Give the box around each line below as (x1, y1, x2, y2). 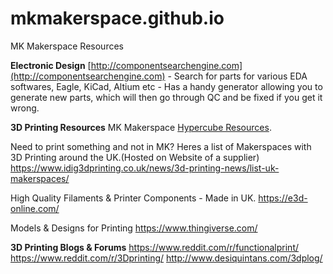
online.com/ (10, 202, 60, 214)
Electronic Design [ (10, 59, 92, 71)
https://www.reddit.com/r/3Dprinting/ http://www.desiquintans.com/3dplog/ (10, 252, 323, 264)
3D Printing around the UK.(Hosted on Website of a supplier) (10, 151, 260, 163)
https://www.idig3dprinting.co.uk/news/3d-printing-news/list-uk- (10, 162, 280, 174)
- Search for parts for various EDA (167, 70, 308, 82)
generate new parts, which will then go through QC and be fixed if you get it (10, 91, 323, 103)
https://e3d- (258, 192, 308, 204)
